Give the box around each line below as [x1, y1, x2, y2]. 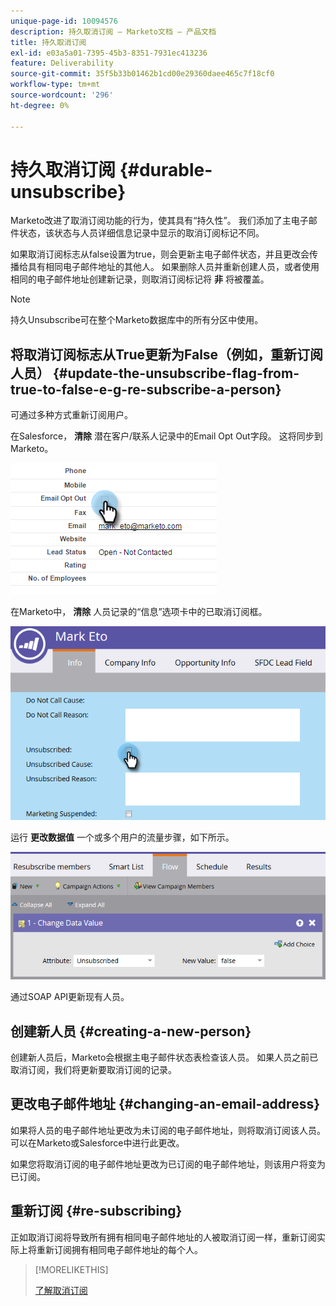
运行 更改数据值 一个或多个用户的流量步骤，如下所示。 [10, 831, 235, 844]
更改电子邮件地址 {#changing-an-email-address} [10, 1096, 321, 1113]
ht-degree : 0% [10, 100, 70, 110]
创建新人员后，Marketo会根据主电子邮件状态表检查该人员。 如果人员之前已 [10, 1051, 319, 1064]
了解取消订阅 [34, 1284, 88, 1296]
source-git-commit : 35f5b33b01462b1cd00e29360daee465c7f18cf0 [10, 69, 275, 79]
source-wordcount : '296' [10, 90, 114, 100]
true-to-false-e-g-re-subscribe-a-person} [10, 381, 282, 398]
